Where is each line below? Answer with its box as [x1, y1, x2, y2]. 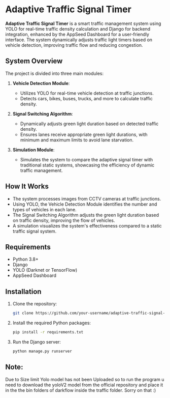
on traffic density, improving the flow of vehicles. [12, 217, 115, 223]
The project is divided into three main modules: [5, 70, 104, 76]
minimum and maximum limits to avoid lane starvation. [20, 136, 134, 143]
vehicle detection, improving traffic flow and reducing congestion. [5, 42, 143, 48]
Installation [5, 287, 42, 296]
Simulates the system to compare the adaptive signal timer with [20, 156, 153, 162]
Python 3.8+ [12, 256, 39, 263]
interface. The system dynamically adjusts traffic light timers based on [5, 37, 153, 43]
